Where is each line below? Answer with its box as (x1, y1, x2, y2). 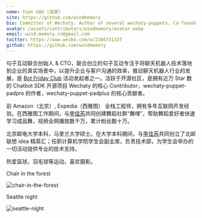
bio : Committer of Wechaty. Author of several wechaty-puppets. (6, 20, 171, 26)
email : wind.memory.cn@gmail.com (6, 31, 90, 37)
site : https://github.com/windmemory (6, 14, 101, 20)
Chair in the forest (6, 169, 51, 177)
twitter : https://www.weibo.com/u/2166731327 (6, 37, 122, 43)
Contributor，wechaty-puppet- (109, 82, 186, 89)
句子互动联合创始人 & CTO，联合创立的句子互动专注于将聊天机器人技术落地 (6, 59, 192, 67)
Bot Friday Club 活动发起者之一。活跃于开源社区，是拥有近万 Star (23, 74, 185, 82)
